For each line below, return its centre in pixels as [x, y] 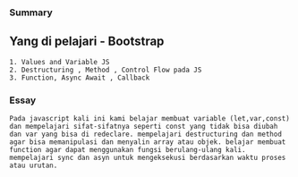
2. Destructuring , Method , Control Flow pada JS [106, 70]
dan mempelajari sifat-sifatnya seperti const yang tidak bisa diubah [144, 127]
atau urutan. [34, 166]
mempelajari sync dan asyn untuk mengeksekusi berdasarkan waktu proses [148, 158]
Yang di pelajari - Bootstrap [87, 42]
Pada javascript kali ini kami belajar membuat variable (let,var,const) [150, 119]
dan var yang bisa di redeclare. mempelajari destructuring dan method [145, 135]
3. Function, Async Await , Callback [80, 78]
